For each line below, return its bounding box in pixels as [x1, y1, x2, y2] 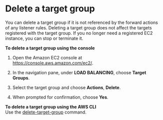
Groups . [12, 75, 30, 81]
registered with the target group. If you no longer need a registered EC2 [5, 30, 153, 36]
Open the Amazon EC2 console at [12, 54, 82, 60]
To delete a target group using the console [5, 45, 95, 51]
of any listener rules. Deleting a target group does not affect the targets [5, 24, 152, 30]
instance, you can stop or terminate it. [5, 35, 83, 41]
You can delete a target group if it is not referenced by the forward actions [5, 19, 158, 25]
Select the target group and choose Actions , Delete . [12, 84, 121, 90]
